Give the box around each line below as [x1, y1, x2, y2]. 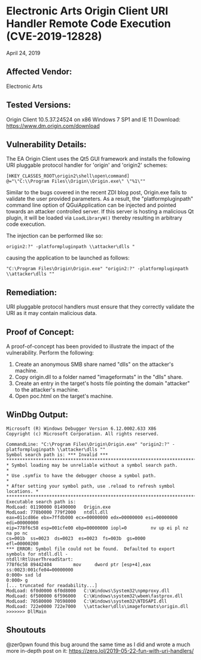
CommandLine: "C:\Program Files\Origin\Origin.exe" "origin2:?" [6, 441, 170, 447]
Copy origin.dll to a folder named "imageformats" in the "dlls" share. [14, 374, 184, 380]
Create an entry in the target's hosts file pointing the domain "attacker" [14, 380, 190, 387]
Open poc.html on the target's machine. [14, 393, 114, 399]
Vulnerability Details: [6, 139, 87, 149]
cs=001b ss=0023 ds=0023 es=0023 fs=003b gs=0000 [6, 535, 146, 542]
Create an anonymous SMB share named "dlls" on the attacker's [14, 360, 174, 368]
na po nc [6, 530, 28, 536]
